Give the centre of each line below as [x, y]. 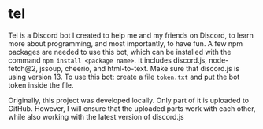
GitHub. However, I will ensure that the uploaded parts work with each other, [132, 108]
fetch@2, [23, 68]
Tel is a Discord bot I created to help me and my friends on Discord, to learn [131, 35]
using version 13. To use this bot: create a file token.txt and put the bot [124, 77]
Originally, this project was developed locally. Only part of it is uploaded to [129, 100]
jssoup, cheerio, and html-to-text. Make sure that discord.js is [139, 68]
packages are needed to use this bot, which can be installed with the [120, 52]
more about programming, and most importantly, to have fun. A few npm [126, 43]
